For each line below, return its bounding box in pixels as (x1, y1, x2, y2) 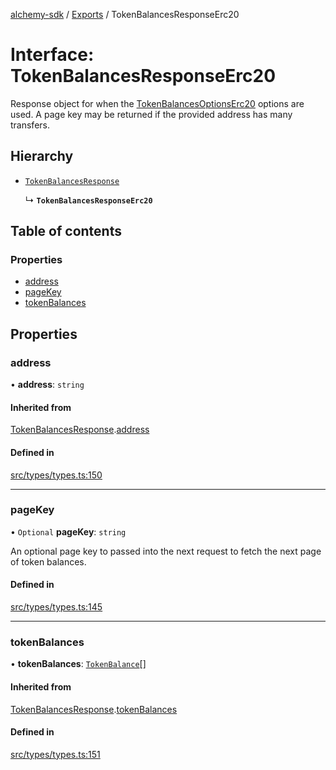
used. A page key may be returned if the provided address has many (10, 108, 293, 120)
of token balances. (10, 555, 87, 568)
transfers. (10, 119, 50, 131)
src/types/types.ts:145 (10, 601, 103, 613)
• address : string (10, 379, 85, 391)
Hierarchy (10, 148, 74, 165)
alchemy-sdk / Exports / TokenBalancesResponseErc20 (10, 9, 240, 20)
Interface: (10, 44, 95, 66)
